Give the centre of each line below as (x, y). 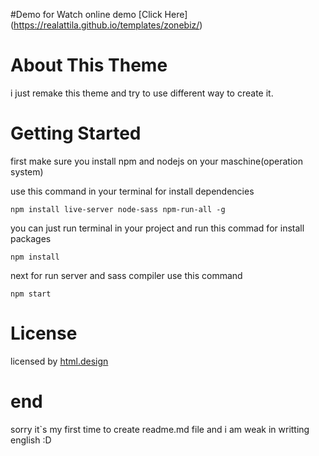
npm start (31, 294)
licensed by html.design (59, 361)
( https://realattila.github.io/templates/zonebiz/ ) (106, 25)
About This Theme (89, 65)
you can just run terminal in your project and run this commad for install (157, 228)
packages (31, 238)
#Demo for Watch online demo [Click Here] (99, 14)
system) (27, 171)
